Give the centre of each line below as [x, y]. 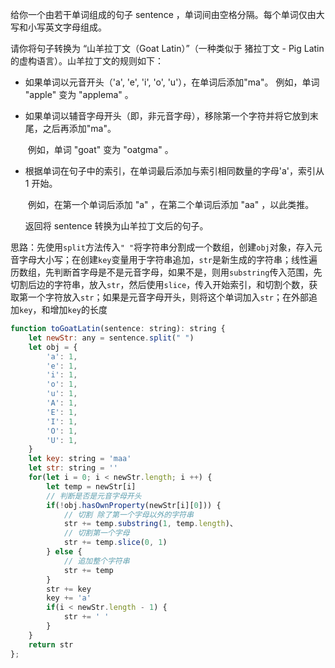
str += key [69, 589]
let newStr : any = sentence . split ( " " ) [111, 338]
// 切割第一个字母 [96, 533]
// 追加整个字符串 [96, 561]
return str [51, 644]
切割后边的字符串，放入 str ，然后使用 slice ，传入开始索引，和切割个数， [160, 284]
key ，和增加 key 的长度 [63, 309]
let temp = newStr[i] [91, 486]
